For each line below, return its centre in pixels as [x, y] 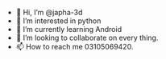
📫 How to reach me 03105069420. [75, 47]
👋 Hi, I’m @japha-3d [49, 12]
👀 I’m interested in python [58, 21]
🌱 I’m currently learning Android [69, 29]
